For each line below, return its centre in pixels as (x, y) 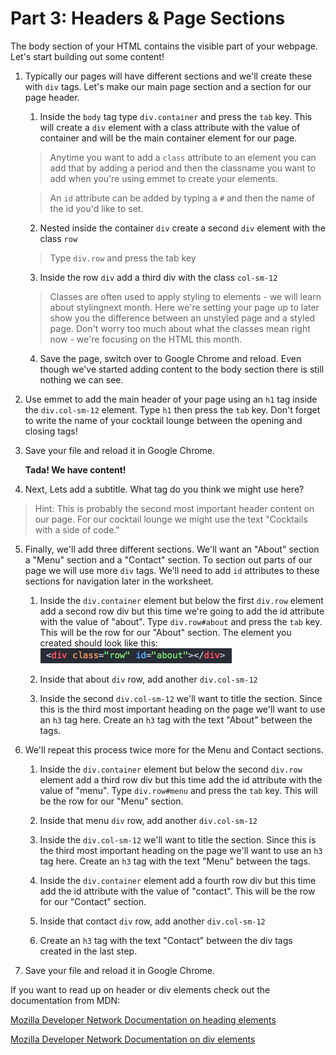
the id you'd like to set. (96, 208)
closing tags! (51, 431)
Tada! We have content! (75, 469)
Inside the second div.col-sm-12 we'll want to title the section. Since (181, 698)
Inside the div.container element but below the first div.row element (181, 600)
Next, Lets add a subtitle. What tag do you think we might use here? (164, 489)
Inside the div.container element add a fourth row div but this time (178, 880)
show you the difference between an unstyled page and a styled (182, 318)
